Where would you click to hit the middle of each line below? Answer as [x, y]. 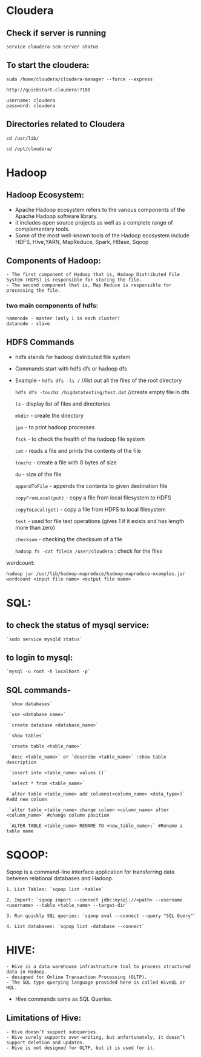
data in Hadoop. [27, 972]
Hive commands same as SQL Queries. [64, 999]
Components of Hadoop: [54, 261]
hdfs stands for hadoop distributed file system [73, 357]
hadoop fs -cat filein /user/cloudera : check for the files [89, 551]
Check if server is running [56, 33]
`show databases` [31, 704]
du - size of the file [38, 474]
